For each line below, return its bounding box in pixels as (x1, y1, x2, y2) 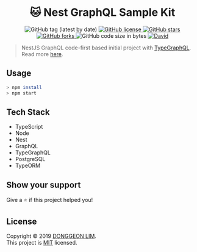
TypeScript (15, 123, 43, 131)
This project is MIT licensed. (6, 239, 77, 246)
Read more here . (21, 50, 63, 57)
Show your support (6, 179, 81, 190)
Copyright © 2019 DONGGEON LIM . (6, 232, 96, 240)
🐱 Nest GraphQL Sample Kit (29, 5, 176, 20)
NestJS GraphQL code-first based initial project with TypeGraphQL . (21, 44, 192, 51)
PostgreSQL (15, 156, 46, 163)
